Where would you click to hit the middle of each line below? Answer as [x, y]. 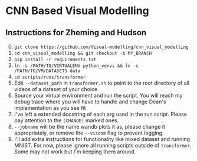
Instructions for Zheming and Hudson [76, 33]
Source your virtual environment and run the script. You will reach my [98, 95]
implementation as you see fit [50, 108]
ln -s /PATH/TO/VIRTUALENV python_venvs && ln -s [76, 66]
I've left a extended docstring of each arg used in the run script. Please [100, 114]
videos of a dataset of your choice [56, 89]
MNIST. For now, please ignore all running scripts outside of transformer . [103, 145]
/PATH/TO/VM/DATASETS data [47, 71]
